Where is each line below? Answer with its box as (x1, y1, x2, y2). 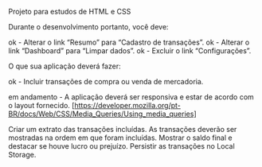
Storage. (8, 150, 37, 159)
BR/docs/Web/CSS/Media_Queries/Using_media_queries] (8, 109, 197, 118)
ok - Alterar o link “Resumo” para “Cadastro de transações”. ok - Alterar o (8, 37, 250, 47)
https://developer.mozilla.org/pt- (74, 101, 182, 110)
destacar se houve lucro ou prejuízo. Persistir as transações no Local (8, 142, 235, 150)
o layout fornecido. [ (8, 101, 75, 110)
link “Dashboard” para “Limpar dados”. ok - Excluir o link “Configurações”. (8, 46, 252, 55)
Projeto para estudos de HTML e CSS (8, 7, 131, 16)
